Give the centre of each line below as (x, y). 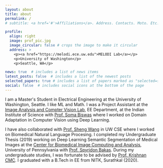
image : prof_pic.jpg (30, 41)
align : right (23, 36)
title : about (18, 14)
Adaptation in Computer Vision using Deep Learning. (58, 120)
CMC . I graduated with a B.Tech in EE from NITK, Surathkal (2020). (72, 160)
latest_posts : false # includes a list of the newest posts (68, 76)
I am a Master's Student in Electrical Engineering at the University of (73, 99)
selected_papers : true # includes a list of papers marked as (69, 81)
